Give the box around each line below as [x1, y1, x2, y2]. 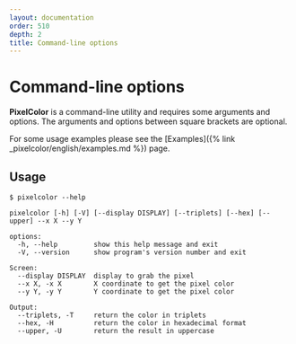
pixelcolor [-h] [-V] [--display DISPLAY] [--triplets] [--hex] [9, 208, 255, 217]
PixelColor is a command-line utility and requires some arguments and [9, 107, 271, 118]
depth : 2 [9, 30, 42, 39]
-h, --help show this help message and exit [17, 240, 219, 249]
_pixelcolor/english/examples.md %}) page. [9, 143, 170, 154]
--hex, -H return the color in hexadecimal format [17, 319, 247, 328]
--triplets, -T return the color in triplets [17, 311, 206, 320]
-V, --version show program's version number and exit [17, 248, 247, 257]
